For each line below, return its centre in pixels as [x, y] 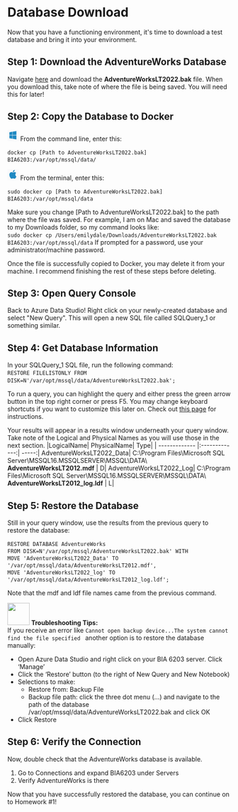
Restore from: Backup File [66, 689]
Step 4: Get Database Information [83, 348]
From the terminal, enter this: [62, 178]
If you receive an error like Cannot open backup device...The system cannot [118, 630]
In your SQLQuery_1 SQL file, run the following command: [90, 365]
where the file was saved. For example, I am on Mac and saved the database [119, 219]
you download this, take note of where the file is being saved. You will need [118, 87]
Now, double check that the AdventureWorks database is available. [105, 759]
